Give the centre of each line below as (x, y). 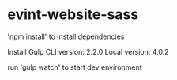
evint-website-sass (73, 15)
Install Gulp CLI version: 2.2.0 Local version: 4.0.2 (88, 51)
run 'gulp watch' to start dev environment (75, 67)
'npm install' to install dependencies (66, 36)
